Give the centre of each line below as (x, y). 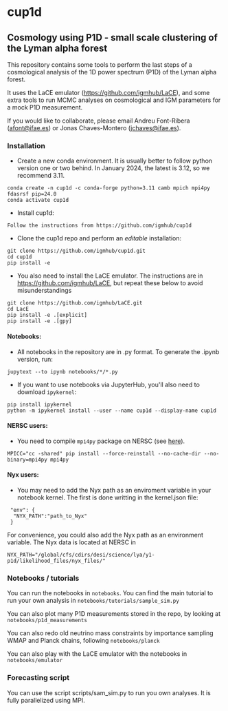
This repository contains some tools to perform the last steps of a (100, 65)
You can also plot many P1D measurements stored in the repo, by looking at (114, 614)
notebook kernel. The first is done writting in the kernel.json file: (107, 497)
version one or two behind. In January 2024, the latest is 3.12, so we (113, 168)
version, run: (35, 359)
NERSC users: (27, 426)
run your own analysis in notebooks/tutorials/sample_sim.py (93, 601)
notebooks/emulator (35, 661)
